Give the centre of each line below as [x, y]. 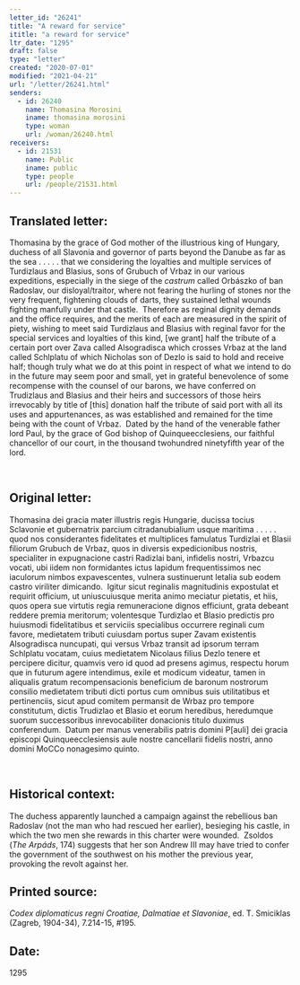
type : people [50, 176]
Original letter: [51, 498]
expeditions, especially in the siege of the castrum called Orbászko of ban [146, 280]
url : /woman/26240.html [70, 135]
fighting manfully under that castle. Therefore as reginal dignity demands [145, 309]
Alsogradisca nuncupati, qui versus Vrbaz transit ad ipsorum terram [134, 644]
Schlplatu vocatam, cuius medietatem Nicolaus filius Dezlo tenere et [135, 653]
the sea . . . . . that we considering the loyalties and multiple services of [140, 261]
